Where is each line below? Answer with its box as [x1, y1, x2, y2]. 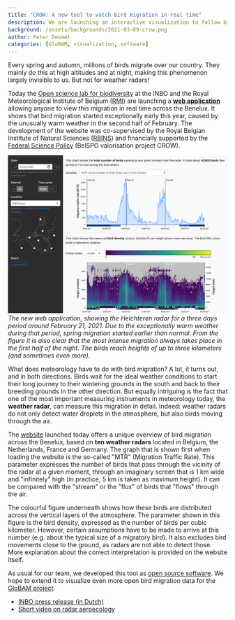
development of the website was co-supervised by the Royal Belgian [8, 127, 206, 135]
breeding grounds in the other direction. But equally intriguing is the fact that [8, 387, 228, 395]
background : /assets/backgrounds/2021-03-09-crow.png [8, 26, 168, 33]
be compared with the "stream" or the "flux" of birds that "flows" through [8, 482, 219, 491]
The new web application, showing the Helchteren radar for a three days [8, 313, 218, 322]
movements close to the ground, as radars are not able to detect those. [8, 540, 212, 549]
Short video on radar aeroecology [17, 605, 116, 613]
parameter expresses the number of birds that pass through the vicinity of [8, 460, 220, 468]
